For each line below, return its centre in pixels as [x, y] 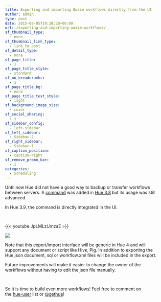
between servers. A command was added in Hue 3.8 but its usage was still [80, 193]
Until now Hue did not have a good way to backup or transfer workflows [78, 187]
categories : [17, 169]
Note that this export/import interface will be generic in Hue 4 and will [75, 245]
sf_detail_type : [22, 50]
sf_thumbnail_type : [25, 32]
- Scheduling [23, 174]
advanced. [16, 198]
